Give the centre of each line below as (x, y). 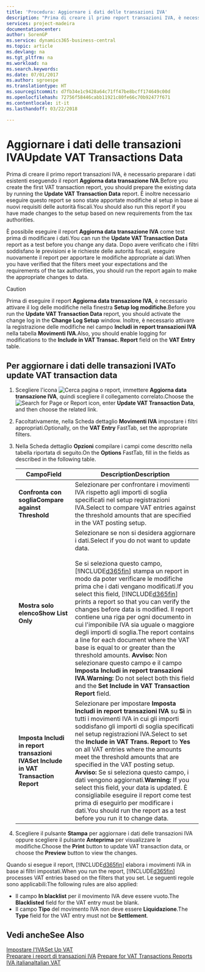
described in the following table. (56, 459)
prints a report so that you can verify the (132, 602)
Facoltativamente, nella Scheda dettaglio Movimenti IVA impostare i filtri (106, 421)
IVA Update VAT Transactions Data (95, 157)
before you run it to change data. (122, 818)
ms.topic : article (30, 47)
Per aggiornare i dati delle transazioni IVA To (91, 366)
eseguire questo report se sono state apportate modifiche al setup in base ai (103, 200)
